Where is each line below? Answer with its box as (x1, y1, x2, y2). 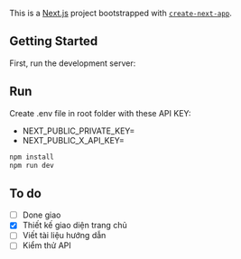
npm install (9, 153, 54, 162)
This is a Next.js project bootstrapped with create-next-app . (9, 8, 233, 18)
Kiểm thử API (22, 240, 71, 251)
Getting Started (9, 33, 98, 49)
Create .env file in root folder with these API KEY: (9, 107, 191, 118)
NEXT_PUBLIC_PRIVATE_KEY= (22, 125, 135, 136)
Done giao (22, 209, 61, 220)
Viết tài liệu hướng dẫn (22, 230, 107, 241)
